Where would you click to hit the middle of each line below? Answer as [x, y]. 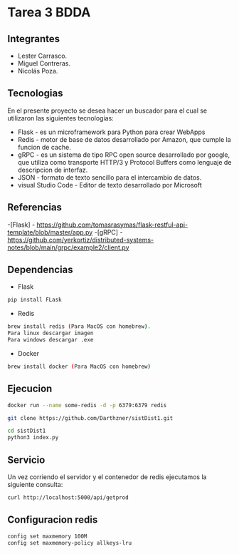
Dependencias [40, 270]
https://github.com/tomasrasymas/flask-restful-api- [112, 225]
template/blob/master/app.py [50, 232]
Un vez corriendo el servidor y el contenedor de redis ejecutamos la [107, 477]
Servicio [26, 460]
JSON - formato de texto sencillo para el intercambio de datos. [110, 177]
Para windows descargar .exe [51, 340]
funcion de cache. [44, 147]
